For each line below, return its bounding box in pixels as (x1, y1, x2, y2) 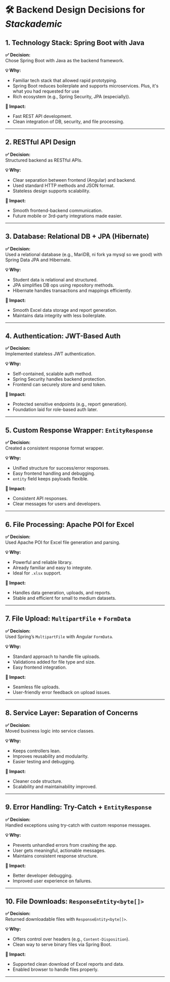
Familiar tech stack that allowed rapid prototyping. (12, 77, 117, 84)
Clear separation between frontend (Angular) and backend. (12, 177, 137, 183)
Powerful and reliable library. (12, 559, 73, 565)
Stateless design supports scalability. (12, 188, 91, 194)
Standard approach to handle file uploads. (12, 653, 101, 660)
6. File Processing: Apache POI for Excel (5, 520, 134, 529)
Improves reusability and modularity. (12, 753, 89, 759)
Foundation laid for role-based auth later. (12, 406, 98, 413)
